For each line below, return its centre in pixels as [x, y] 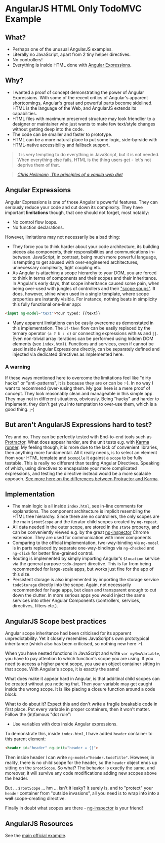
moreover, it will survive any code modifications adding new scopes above [81, 773]
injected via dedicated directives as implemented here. [68, 354]
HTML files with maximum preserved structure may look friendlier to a [83, 119]
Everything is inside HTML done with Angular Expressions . [72, 65]
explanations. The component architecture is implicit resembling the [81, 511]
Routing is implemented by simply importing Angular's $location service [86, 558]
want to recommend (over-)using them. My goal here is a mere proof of [78, 388]
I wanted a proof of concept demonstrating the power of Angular [78, 92]
